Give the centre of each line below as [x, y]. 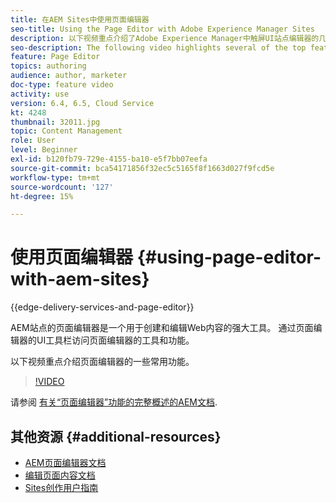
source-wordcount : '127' [62, 187]
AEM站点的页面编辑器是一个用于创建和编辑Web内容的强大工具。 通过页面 [162, 328]
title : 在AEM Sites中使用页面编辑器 [80, 19]
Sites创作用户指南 [61, 487]
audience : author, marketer [69, 76]
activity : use [40, 94]
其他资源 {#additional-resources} [116, 436]
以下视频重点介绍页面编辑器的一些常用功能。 [102, 362]
